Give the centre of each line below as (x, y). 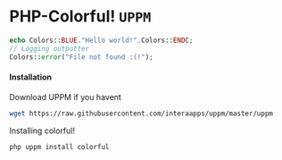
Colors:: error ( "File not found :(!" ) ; (81, 57)
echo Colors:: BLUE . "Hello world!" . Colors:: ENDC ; (101, 40)
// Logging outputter (50, 48)
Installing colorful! (42, 131)
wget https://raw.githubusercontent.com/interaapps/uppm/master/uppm (141, 114)
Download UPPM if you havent (66, 97)
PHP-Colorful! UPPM (80, 17)
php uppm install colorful (59, 147)
